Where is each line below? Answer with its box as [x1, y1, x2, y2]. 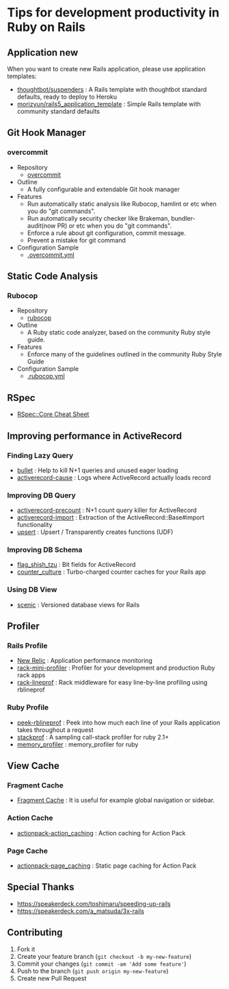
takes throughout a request [16, 725, 94, 734]
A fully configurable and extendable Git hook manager [27, 185, 180, 193]
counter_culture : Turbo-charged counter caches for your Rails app [16, 567, 206, 576]
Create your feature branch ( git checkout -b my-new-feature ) [16, 952, 192, 960]
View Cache [7, 760, 60, 772]
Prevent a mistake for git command [27, 236, 126, 244]
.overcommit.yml [27, 250, 75, 258]
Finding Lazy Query [7, 450, 74, 460]
